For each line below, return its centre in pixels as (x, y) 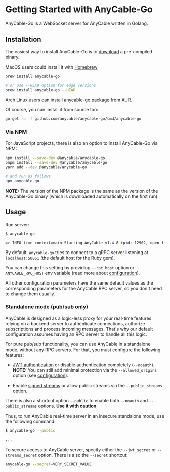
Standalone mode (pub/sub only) (47, 307)
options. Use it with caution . (68, 406)
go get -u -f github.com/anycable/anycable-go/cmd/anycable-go (73, 119)
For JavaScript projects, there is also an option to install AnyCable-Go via (81, 143)
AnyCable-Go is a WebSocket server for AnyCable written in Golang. (77, 23)
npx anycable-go (22, 181)
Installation (23, 39)
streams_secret (21, 455)
